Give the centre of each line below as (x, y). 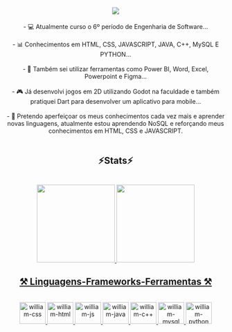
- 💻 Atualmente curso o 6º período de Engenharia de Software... (116, 26)
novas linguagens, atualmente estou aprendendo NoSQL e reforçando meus (116, 123)
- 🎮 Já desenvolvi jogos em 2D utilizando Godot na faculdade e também (116, 91)
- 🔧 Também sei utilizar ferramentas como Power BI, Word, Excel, (116, 68)
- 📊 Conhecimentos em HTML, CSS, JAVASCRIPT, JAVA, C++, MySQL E (116, 44)
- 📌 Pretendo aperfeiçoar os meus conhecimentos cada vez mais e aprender (116, 116)
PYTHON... (116, 54)
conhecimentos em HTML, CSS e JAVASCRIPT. (116, 131)
